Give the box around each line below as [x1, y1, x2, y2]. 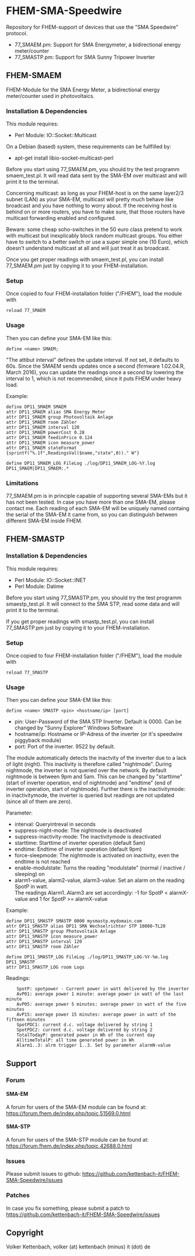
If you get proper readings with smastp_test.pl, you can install [6, 617, 155, 625]
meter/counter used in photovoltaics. [6, 92, 95, 99]
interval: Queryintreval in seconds [14, 821, 96, 828]
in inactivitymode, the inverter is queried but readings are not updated [6, 792, 175, 799]
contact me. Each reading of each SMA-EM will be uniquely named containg [6, 504, 190, 511]
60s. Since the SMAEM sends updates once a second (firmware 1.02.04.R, [6, 362, 185, 369]
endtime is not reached [14, 858, 71, 865]
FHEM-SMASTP [6, 534, 65, 544]
